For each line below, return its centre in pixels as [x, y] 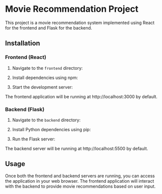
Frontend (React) [26, 57]
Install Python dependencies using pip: [51, 129]
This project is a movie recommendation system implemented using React [80, 23]
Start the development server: [42, 87]
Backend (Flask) [25, 109]
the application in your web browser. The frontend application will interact [80, 181]
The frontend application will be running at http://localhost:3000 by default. [81, 96]
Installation [23, 43]
